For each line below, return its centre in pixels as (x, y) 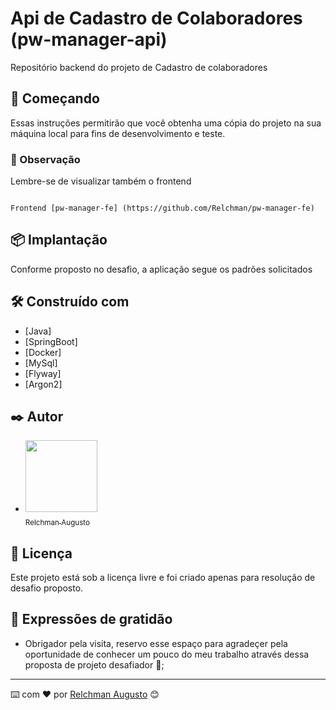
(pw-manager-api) (89, 39)
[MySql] (41, 363)
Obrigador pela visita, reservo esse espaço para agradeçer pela (156, 643)
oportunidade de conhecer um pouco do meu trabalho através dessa (167, 654)
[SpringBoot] (51, 341)
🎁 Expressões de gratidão (91, 619)
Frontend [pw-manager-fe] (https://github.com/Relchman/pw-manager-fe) (162, 208)
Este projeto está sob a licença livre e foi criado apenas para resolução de (163, 578)
